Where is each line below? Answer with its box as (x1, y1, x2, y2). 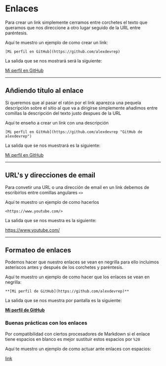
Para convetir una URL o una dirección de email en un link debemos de (5, 184, 150, 190)
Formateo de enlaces (5, 246, 72, 254)
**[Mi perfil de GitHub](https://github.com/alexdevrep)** (5, 289, 129, 294)
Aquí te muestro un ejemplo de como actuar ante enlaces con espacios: (5, 346, 152, 352)
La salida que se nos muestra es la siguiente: (5, 217, 97, 223)
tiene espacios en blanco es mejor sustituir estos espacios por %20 (5, 336, 140, 342)
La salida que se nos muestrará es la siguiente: (5, 142, 101, 148)
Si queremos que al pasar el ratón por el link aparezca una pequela (5, 100, 141, 106)
